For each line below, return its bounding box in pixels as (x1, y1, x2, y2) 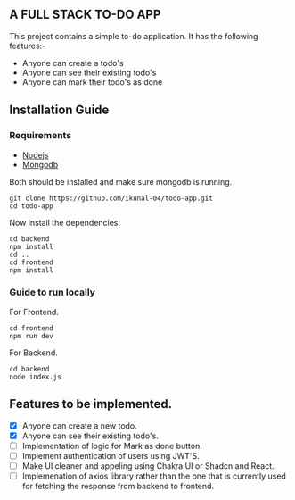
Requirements (9, 129, 72, 142)
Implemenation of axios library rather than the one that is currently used (21, 471, 287, 481)
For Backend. (9, 347, 58, 358)
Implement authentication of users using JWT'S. (21, 450, 200, 461)
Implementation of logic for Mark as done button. (21, 440, 203, 451)
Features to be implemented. (9, 396, 173, 412)
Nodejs (21, 149, 49, 160)
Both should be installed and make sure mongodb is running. (9, 176, 233, 187)
